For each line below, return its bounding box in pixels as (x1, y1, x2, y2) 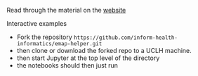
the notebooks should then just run (16, 61, 119, 69)
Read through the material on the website (6, 6, 126, 14)
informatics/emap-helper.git (16, 40, 103, 47)
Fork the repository (16, 33, 73, 41)
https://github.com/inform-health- (74, 34, 178, 41)
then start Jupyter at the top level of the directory (16, 54, 160, 62)
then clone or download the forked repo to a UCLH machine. (16, 47, 192, 54)
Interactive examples (6, 20, 67, 27)
